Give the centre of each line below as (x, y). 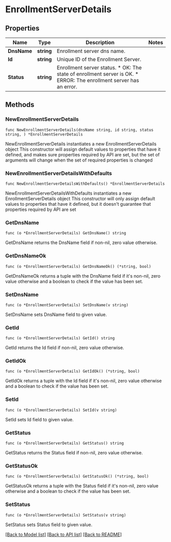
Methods (20, 105)
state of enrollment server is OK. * (98, 74)
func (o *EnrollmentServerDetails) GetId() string (60, 338)
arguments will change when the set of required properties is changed (79, 160)
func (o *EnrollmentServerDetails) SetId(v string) (61, 410)
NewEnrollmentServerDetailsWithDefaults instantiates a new (68, 193)
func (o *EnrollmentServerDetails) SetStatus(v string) (66, 515)
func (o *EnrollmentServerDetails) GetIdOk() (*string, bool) (73, 371)
